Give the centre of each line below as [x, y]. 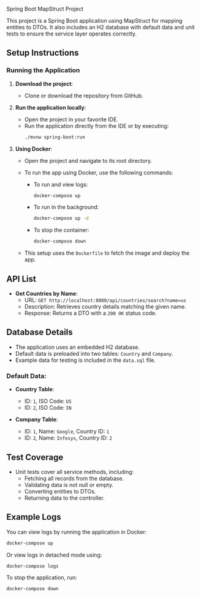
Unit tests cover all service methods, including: [74, 471]
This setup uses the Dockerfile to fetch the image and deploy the [107, 253]
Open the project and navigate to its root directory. [88, 160]
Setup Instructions [43, 53]
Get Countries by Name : [46, 294]
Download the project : [44, 84]
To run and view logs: [61, 184]
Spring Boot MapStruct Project [45, 9]
